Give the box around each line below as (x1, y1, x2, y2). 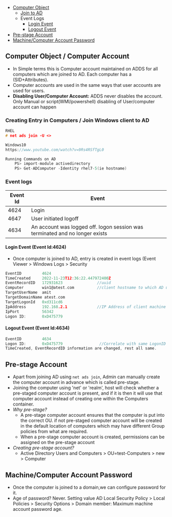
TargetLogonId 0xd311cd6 (5, 299, 63, 305)
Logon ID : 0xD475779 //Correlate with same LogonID (5, 341, 166, 346)
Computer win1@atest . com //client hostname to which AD (5, 285, 164, 290)
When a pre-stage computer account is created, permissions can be (20, 434, 165, 440)
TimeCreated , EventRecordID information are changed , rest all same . (5, 346, 157, 351)
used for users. (12, 87, 45, 94)
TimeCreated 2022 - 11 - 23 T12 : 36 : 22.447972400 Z (5, 275, 111, 281)
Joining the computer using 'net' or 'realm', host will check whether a (12, 385, 159, 391)
